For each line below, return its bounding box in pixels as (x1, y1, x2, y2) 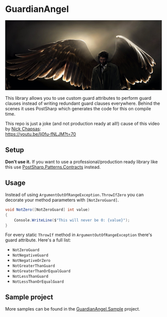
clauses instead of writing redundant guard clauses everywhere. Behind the (5, 100, 161, 106)
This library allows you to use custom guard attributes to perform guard (5, 95, 152, 101)
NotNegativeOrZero (12, 258, 51, 263)
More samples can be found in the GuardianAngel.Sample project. (5, 306, 140, 312)
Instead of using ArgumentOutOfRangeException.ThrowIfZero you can (5, 191, 144, 197)
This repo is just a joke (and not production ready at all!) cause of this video (5, 121, 160, 127)
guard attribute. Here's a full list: (5, 237, 71, 243)
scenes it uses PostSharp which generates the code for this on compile (5, 106, 152, 112)
